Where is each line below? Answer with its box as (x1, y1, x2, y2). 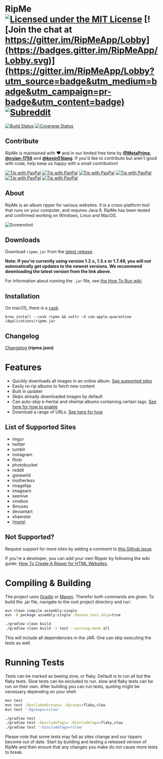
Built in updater (12, 388, 43, 394)
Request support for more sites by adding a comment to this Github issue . (5, 546, 153, 552)
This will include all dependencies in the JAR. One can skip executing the (5, 635, 152, 641)
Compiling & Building (5, 577, 91, 589)
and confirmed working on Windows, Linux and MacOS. (5, 212, 117, 218)
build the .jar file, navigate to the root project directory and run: (5, 599, 131, 605)
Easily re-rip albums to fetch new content (12, 383, 95, 389)
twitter (12, 441, 25, 447)
